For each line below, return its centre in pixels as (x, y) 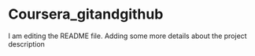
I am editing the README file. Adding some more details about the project (128, 36)
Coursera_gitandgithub (86, 14)
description (27, 44)
